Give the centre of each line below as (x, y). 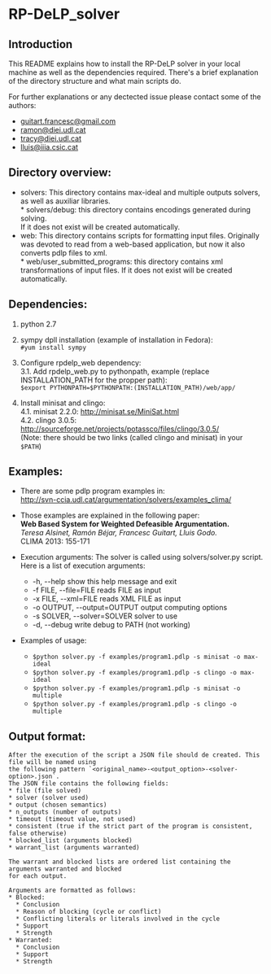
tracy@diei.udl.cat (51, 138)
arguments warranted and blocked (65, 869)
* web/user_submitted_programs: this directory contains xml (122, 261)
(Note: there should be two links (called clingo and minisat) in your (131, 437)
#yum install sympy (53, 347)
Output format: (47, 736)
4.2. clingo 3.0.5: (48, 420)
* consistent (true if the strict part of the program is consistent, (131, 827)
